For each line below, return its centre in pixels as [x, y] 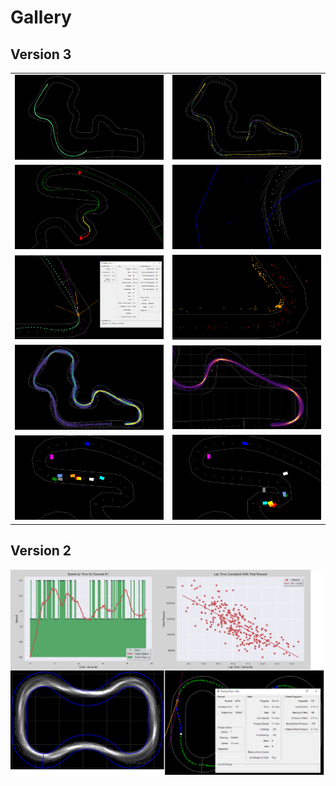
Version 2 [41, 551]
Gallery [41, 17]
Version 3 [41, 54]
